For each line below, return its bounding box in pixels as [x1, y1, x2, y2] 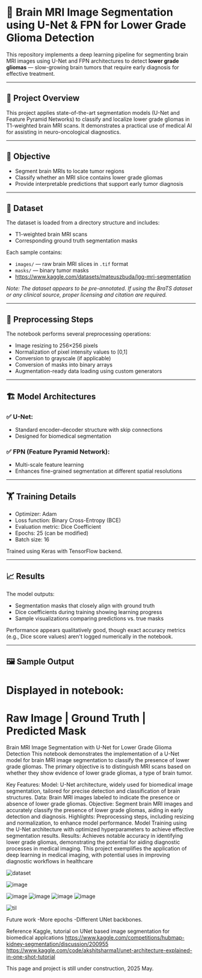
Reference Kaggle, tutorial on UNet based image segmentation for [6, 927, 170, 935]
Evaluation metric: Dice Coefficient [14, 523, 101, 530]
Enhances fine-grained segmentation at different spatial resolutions [14, 467, 182, 475]
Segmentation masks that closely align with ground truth [14, 601, 155, 609]
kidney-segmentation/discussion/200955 [6, 941, 109, 948]
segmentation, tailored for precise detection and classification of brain [6, 787, 180, 795]
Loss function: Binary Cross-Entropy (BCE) [14, 517, 121, 524]
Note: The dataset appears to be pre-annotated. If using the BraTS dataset [6, 285, 192, 292]
